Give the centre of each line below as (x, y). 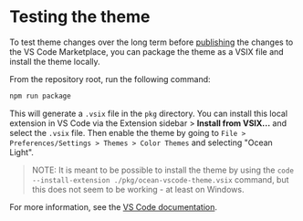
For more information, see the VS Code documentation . (113, 206)
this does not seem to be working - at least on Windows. (138, 189)
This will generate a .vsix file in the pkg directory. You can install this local (149, 113)
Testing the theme (80, 17)
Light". (22, 152)
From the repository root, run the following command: (110, 79)
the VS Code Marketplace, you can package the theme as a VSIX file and (147, 51)
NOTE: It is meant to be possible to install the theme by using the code (163, 170)
